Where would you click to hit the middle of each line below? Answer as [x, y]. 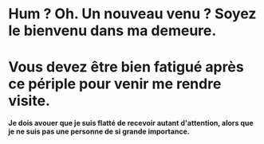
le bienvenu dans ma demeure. [112, 31]
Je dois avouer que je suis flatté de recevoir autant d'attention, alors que [131, 123]
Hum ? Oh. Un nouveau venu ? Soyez [132, 14]
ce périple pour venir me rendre [115, 84]
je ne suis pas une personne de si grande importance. [99, 131]
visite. [29, 101]
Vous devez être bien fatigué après [126, 67]
